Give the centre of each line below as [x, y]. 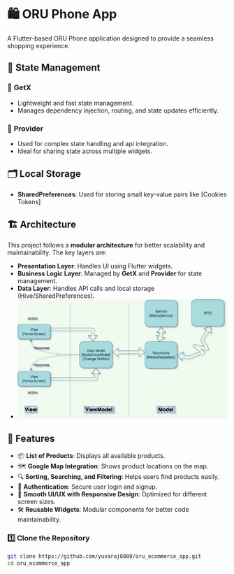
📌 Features [31, 438]
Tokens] [29, 201]
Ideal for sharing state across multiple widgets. [85, 151]
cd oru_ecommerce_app [39, 564]
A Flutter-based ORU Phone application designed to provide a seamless [111, 38]
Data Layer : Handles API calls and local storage [86, 288]
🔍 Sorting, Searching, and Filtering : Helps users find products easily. [118, 477]
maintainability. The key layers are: [57, 252]
